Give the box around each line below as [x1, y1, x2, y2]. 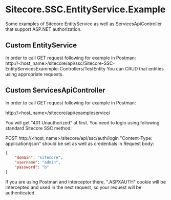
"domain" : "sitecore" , [14, 155, 63, 160]
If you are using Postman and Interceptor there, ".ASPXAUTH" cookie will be [5, 178, 166, 185]
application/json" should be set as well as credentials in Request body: [5, 140, 155, 147]
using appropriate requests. [5, 71, 64, 77]
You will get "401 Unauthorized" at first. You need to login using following [5, 119, 160, 125]
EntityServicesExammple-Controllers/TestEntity [5, 65, 106, 71]
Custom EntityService [5, 41, 77, 50]
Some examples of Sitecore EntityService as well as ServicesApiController [5, 21, 162, 27]
